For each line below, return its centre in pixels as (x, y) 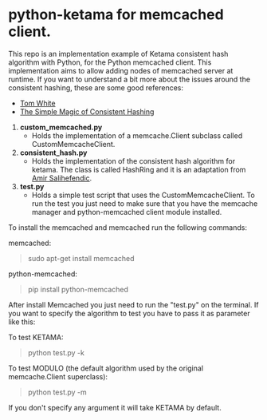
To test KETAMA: (36, 337)
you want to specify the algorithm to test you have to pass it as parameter (129, 313)
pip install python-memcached (78, 289)
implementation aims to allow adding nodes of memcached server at (121, 70)
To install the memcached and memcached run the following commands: (128, 227)
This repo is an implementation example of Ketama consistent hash (118, 53)
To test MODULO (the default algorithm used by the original (106, 368)
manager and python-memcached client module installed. (127, 212)
